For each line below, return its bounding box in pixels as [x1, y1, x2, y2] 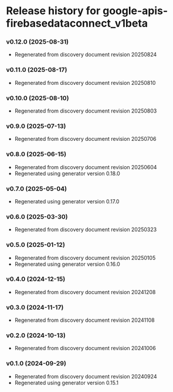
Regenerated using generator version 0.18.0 [14, 170, 120, 177]
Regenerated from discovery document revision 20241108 [14, 317, 155, 324]
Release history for [6, 4, 101, 18]
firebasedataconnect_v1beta [6, 17, 148, 30]
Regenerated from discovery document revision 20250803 [14, 107, 157, 114]
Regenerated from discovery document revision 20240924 [14, 373, 157, 380]
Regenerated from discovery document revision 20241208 [14, 288, 156, 295]
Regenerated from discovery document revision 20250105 [14, 254, 156, 261]
